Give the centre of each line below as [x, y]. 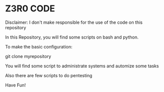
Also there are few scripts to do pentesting [49, 75]
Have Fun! [16, 85]
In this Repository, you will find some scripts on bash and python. [72, 37]
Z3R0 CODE [30, 9]
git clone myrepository [28, 56]
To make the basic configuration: [39, 46]
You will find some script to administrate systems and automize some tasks [82, 66]
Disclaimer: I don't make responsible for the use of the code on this [74, 22]
